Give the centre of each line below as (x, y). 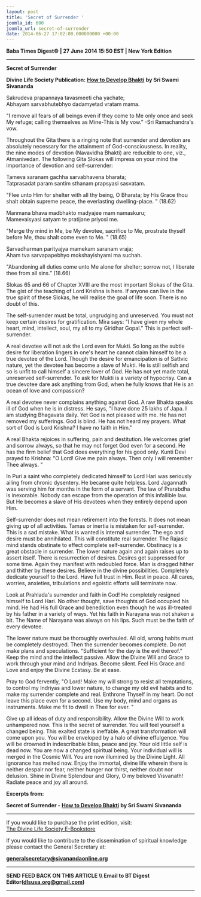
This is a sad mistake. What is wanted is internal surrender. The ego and (95, 533)
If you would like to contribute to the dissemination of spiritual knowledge (97, 841)
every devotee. (25, 627)
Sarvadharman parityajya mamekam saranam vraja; (70, 249)
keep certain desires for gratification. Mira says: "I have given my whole (95, 322)
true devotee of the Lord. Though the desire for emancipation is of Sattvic (97, 359)
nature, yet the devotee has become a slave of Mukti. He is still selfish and (98, 365)
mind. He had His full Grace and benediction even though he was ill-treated (99, 607)
